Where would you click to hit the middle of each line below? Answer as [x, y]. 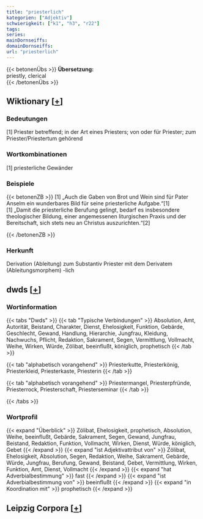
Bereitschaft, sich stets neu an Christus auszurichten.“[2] [78, 223]
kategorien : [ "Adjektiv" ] [39, 18]
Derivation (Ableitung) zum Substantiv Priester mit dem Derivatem [90, 264]
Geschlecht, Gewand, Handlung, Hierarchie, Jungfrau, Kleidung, [87, 333]
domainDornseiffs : [30, 46]
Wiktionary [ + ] [35, 101]
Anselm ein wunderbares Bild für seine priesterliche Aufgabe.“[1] [88, 204]
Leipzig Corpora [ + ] [44, 508]
